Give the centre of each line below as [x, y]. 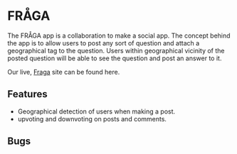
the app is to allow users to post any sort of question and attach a [104, 43]
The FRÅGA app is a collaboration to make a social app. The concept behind [119, 35]
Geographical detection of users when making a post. [96, 111]
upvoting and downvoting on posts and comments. [92, 119]
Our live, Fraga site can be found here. [64, 72]
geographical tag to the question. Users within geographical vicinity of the [116, 50]
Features [27, 94]
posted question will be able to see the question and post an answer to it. [115, 58]
